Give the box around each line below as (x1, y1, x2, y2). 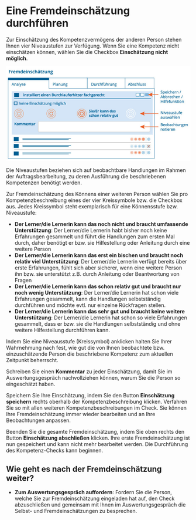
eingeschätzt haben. (6, 380, 56, 388)
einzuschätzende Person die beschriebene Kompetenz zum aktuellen (6, 350, 174, 357)
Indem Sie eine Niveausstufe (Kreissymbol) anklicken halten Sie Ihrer (6, 338, 173, 345)
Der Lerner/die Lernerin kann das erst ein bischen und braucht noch (14, 252, 183, 259)
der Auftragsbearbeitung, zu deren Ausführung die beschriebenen (6, 173, 166, 180)
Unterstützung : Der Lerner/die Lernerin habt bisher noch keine (14, 227, 167, 234)
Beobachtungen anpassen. (6, 417, 71, 424)
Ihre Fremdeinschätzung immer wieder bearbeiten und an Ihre (6, 411, 156, 418)
